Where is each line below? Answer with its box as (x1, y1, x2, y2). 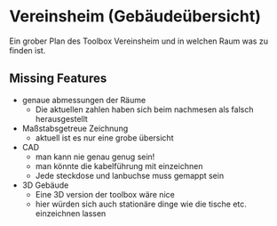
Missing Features (9, 71, 107, 86)
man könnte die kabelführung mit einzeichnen (35, 160, 203, 171)
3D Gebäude (21, 180, 69, 190)
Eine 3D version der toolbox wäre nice (35, 189, 175, 199)
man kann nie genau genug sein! (35, 151, 155, 162)
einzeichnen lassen (35, 207, 107, 219)
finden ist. (9, 44, 46, 55)
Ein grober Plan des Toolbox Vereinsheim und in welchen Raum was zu (9, 36, 269, 46)
